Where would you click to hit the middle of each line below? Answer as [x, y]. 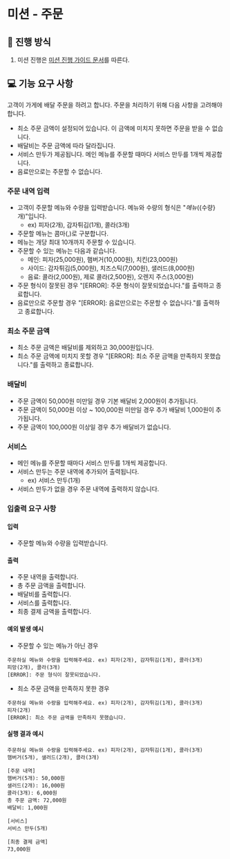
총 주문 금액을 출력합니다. [51, 585]
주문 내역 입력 [29, 191]
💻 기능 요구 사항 [40, 84]
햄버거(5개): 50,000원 [36, 778]
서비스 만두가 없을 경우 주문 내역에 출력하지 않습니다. [88, 489]
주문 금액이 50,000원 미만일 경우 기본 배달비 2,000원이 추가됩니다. [107, 401]
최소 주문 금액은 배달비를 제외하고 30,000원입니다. [85, 348]
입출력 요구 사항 [32, 508]
